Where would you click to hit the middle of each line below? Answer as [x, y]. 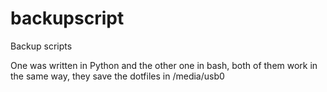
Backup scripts [41, 46]
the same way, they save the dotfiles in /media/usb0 [117, 76]
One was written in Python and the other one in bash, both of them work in [164, 65]
